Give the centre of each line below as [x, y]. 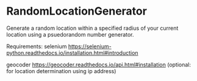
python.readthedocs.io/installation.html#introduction [72, 52]
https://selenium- [90, 46]
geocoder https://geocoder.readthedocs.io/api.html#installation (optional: [99, 65]
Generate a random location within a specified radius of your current [92, 28]
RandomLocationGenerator [77, 11]
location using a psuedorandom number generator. [70, 34]
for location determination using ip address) [61, 71]
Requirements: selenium [37, 46]
